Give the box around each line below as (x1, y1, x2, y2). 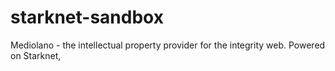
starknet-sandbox (10, 6, 164, 29)
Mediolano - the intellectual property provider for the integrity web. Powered (10, 39, 326, 51)
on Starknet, (10, 49, 62, 61)
